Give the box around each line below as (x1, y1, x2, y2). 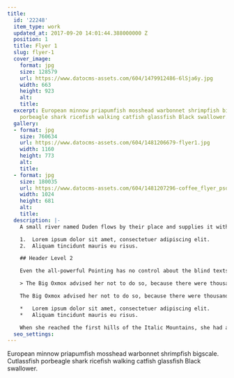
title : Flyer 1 (13, 42, 58, 49)
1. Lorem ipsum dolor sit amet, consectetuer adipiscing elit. (19, 236, 210, 243)
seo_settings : (13, 331, 54, 338)
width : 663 (19, 81, 52, 88)
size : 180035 (19, 178, 58, 185)
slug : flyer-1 (13, 49, 54, 56)
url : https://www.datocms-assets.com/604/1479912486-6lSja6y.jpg (19, 74, 214, 82)
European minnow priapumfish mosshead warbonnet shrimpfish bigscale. (7, 350, 219, 358)
